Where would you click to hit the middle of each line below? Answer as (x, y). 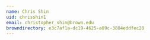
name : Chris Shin (28, 11)
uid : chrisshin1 (26, 17)
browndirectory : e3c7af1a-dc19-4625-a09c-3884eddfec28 (75, 28)
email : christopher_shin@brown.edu (50, 22)
